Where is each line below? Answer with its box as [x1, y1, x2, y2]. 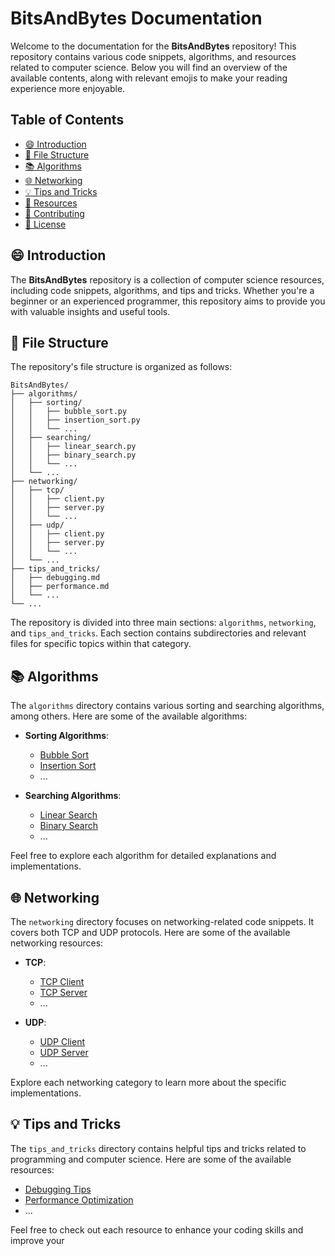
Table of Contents [10, 112, 125, 129]
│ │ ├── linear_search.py [10, 442, 137, 452]
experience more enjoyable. [10, 82, 126, 94]
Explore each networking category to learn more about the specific [10, 1077, 287, 1088]
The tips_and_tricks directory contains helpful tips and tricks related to [10, 1142, 307, 1154]
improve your [10, 1234, 65, 1246]
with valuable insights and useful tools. [10, 305, 171, 317]
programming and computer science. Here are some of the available [10, 1153, 292, 1165]
